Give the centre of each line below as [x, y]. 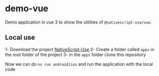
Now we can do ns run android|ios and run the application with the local [79, 64]
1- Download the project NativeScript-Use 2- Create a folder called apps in [80, 49]
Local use [20, 38]
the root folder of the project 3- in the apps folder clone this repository [75, 54]
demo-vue [27, 9]
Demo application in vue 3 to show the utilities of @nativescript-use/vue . [78, 22]
